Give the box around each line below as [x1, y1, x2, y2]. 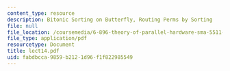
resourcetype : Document [7, 41, 75, 48]
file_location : [7, 28, 51, 36]
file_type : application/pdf [7, 35, 88, 42]
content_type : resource [7, 9, 75, 17]
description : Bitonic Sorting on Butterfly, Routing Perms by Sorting [7, 16, 213, 23]
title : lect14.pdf [7, 48, 60, 55]
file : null [7, 22, 38, 29]
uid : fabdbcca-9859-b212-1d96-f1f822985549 [7, 54, 133, 61]
